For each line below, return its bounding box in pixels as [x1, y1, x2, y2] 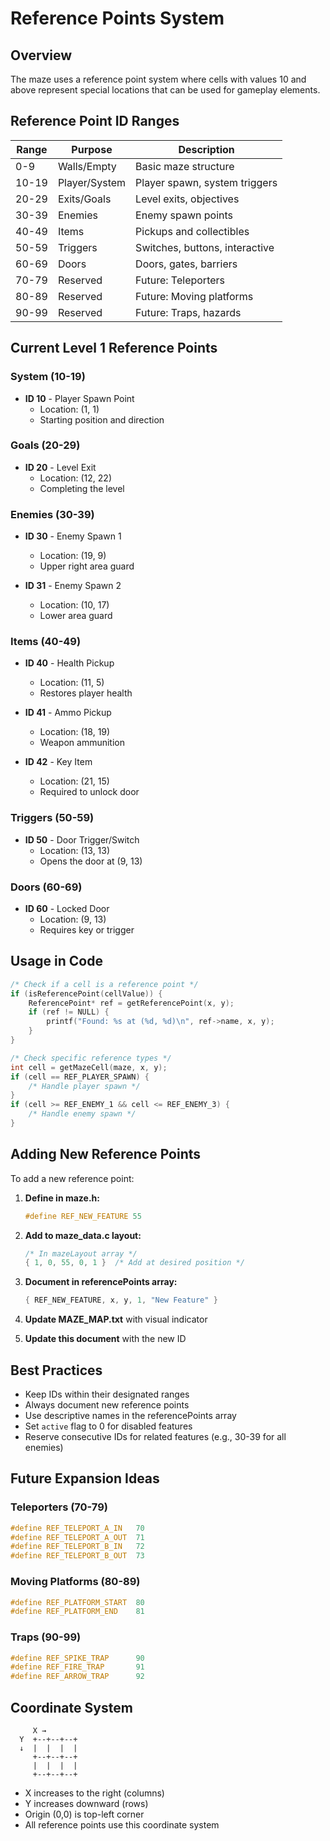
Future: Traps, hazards [135, 305, 242, 319]
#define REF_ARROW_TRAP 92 [10, 1672, 145, 1682]
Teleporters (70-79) [10, 1500, 108, 1514]
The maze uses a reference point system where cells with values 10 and [10, 73, 307, 85]
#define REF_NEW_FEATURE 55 [24, 1211, 142, 1221]
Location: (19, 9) [39, 550, 107, 562]
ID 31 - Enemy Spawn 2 [24, 580, 122, 592]
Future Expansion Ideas [10, 1470, 160, 1487]
